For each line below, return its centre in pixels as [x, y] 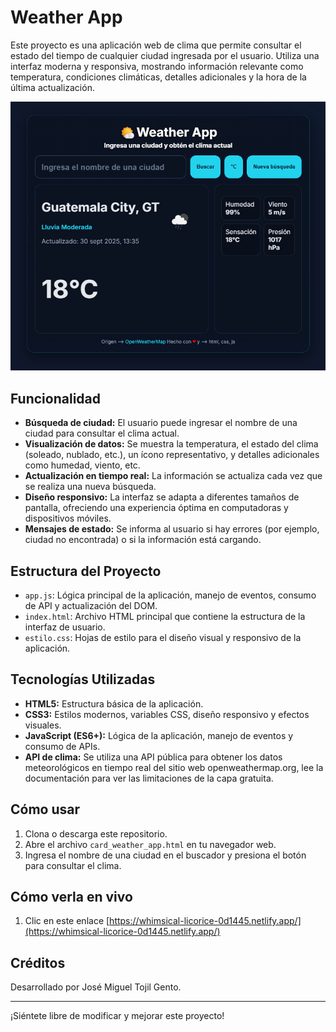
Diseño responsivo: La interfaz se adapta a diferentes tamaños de [162, 497]
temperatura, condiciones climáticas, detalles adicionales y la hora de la [158, 77]
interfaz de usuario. [65, 627]
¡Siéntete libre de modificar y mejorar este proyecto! [117, 1016]
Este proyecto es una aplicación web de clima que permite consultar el [156, 45]
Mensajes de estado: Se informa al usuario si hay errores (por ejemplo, [172, 529]
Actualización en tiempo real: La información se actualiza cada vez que [173, 476]
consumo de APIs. [62, 746]
